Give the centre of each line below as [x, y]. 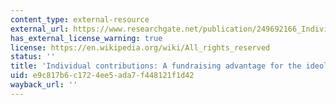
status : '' [33, 57]
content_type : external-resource [80, 19]
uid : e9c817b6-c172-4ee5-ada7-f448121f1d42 [102, 76]
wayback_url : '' [44, 85]
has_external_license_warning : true [86, 38]
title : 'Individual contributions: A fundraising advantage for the [156, 66]
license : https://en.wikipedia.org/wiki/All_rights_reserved [140, 47]
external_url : [40, 29]
